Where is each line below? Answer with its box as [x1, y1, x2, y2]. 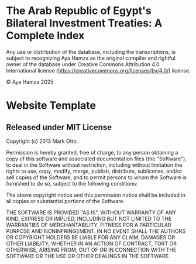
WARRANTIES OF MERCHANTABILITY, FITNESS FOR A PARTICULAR [6, 221, 171, 228]
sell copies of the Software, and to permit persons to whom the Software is [6, 174, 187, 181]
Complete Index [6, 29, 85, 42]
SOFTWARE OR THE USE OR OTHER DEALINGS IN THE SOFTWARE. [6, 252, 170, 259]
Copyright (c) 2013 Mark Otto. [6, 138, 78, 145]
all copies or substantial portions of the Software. [6, 197, 125, 204]
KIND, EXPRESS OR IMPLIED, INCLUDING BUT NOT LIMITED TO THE [6, 215, 172, 222]
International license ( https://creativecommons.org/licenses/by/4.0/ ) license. [6, 67, 191, 74]
